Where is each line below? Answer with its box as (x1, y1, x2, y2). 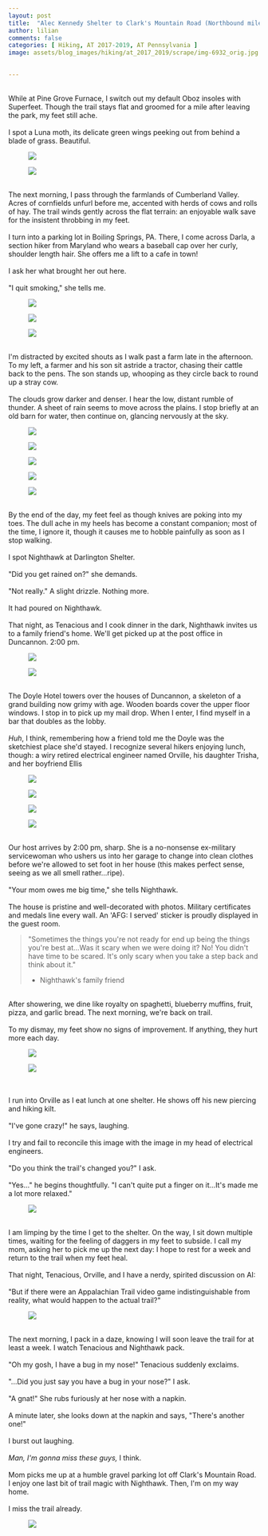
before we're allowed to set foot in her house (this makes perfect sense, (8, 859, 245, 869)
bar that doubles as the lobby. (8, 716, 106, 726)
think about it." (27, 959, 76, 969)
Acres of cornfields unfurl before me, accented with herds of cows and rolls (8, 198, 258, 207)
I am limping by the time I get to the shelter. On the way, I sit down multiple (8, 1227, 253, 1237)
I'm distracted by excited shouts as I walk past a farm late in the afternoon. (8, 352, 254, 361)
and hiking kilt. (8, 1104, 57, 1113)
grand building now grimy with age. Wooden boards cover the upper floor (8, 699, 250, 709)
